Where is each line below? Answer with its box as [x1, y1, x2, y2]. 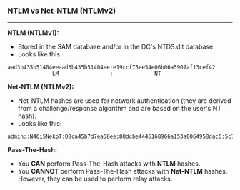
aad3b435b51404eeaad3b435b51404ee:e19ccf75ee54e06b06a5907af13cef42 [7, 64, 216, 71]
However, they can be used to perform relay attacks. [17, 174, 173, 184]
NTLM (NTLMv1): [7, 29, 59, 37]
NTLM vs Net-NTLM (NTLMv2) [7, 6, 116, 16]
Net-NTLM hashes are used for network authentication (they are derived [17, 96, 231, 105]
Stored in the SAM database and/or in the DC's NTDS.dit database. [17, 42, 216, 51]
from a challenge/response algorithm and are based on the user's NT [17, 104, 222, 113]
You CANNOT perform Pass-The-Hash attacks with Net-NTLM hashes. [17, 167, 228, 176]
